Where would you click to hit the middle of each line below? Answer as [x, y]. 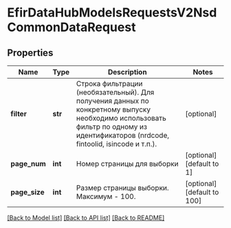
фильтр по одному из [112, 127]
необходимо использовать [121, 118]
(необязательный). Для [115, 92]
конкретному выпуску [113, 110]
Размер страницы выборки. [123, 188]
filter [19, 114]
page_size [27, 192]
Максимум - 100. [106, 196]
